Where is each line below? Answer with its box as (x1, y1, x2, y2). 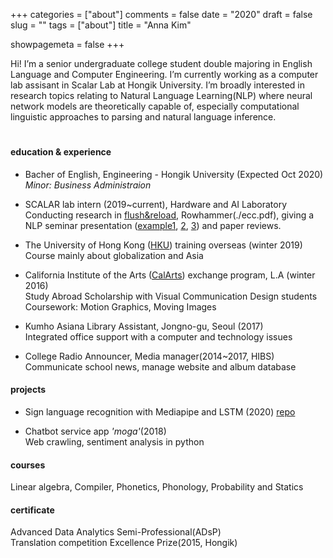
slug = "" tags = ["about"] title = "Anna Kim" (10, 19, 192, 31)
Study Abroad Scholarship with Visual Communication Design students (24, 290, 318, 302)
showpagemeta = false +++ (10, 39, 125, 50)
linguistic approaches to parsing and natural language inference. (10, 111, 277, 123)
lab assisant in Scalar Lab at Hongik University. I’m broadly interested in (10, 79, 305, 91)
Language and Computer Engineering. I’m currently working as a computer (10, 69, 319, 80)
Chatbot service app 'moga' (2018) (24, 425, 167, 437)
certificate (10, 504, 55, 516)
